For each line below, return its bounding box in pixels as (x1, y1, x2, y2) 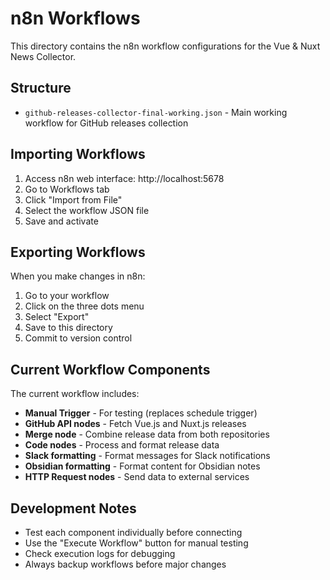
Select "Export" (24, 311, 90, 323)
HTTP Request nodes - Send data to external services (24, 471, 250, 483)
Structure (10, 80, 72, 97)
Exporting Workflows (10, 243, 146, 261)
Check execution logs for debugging (24, 548, 176, 559)
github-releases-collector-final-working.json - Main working (24, 106, 288, 118)
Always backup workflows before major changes (24, 558, 227, 570)
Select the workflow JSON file (24, 204, 150, 216)
